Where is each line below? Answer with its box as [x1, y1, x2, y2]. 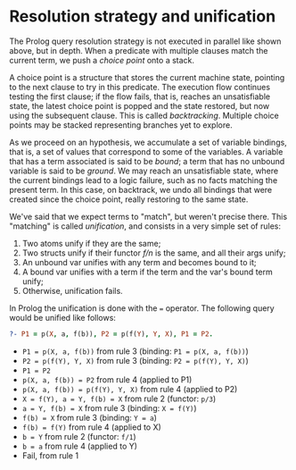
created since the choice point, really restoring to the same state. [9, 194, 249, 205]
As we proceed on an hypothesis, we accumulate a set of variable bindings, [9, 137, 287, 147]
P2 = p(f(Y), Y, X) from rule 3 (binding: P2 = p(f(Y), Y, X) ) [21, 355, 250, 365]
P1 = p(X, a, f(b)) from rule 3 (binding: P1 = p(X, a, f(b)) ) [21, 346, 250, 357]
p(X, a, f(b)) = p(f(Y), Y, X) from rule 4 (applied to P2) [21, 383, 238, 394]
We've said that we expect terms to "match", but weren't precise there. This [9, 211, 288, 222]
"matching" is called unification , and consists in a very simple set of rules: [9, 221, 281, 231]
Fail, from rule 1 [21, 449, 78, 461]
